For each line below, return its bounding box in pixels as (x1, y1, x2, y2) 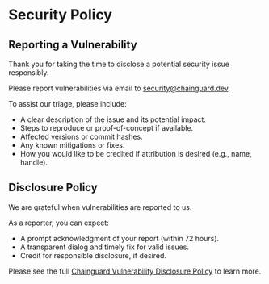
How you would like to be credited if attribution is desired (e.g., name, (19, 149, 252, 158)
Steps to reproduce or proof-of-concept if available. (19, 123, 194, 132)
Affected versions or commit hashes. (19, 132, 143, 141)
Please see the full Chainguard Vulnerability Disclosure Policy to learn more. (8, 266, 262, 276)
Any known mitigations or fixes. (19, 140, 125, 150)
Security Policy (8, 6, 113, 24)
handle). (19, 157, 48, 167)
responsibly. (8, 68, 49, 77)
